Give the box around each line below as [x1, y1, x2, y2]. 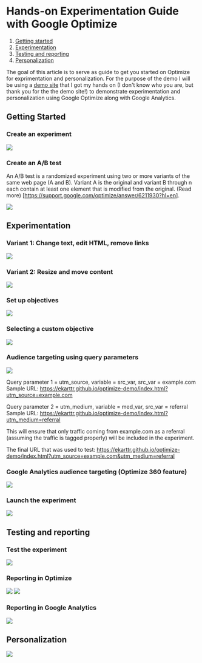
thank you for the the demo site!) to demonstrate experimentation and [6, 87, 181, 95]
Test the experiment [6, 545, 67, 554]
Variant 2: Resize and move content [6, 267, 113, 276]
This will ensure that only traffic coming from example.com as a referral [6, 427, 185, 435]
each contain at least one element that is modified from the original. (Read [6, 185, 192, 192]
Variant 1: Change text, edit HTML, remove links [6, 239, 149, 247]
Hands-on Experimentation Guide [6, 4, 179, 18]
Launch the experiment [6, 496, 76, 505]
